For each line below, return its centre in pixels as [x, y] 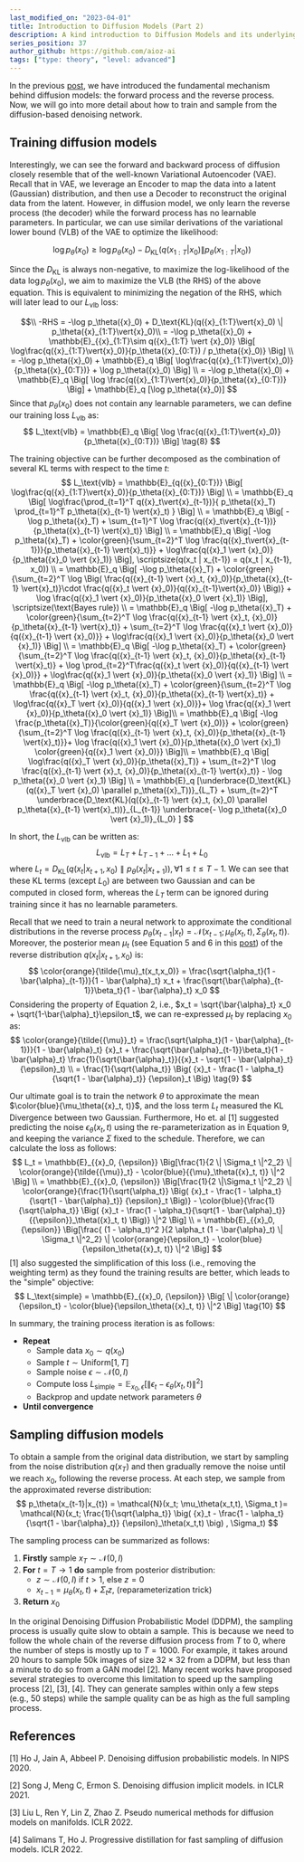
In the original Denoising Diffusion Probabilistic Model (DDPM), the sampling [152, 1621]
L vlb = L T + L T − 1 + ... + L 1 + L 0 [152, 854]
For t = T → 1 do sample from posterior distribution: [119, 1570]
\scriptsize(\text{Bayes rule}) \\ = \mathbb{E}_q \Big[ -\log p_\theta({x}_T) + [152, 607]
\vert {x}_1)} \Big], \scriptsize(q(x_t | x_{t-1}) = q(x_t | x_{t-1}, [180, 559]
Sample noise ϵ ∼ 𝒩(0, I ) [82, 1373]
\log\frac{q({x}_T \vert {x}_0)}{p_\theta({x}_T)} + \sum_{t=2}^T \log [152, 761]
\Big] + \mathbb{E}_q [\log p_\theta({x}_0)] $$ [152, 389]
